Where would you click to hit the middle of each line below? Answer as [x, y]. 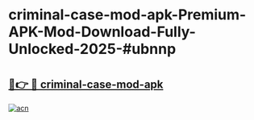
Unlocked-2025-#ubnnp [92, 49]
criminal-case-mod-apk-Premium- [127, 15]
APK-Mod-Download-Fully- [102, 32]
